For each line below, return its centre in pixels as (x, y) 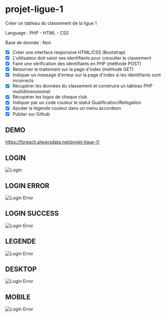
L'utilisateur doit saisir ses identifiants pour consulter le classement (82, 58)
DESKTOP (21, 269)
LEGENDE (21, 242)
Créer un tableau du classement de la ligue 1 (51, 23)
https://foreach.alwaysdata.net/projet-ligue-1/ (52, 142)
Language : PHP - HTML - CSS (37, 33)
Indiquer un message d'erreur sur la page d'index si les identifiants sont (87, 75)
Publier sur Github (31, 114)
